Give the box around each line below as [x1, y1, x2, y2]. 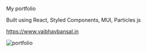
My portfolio [6, 5, 36, 12]
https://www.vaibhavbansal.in [6, 28, 79, 35]
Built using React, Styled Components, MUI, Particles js [6, 17, 141, 23]
